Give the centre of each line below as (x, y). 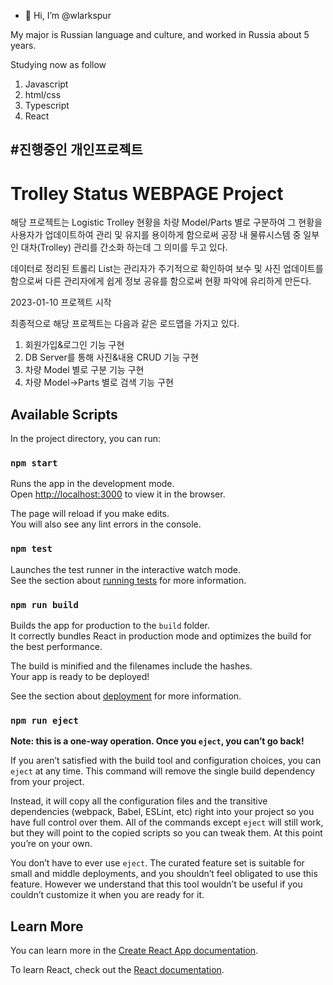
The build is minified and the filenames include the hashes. (131, 666)
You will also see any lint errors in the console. (106, 524)
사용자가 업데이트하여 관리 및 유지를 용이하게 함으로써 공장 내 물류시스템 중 (156, 235)
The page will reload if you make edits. (90, 514)
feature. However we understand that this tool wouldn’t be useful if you (156, 884)
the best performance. (56, 647)
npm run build (44, 604)
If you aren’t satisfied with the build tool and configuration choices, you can (166, 761)
